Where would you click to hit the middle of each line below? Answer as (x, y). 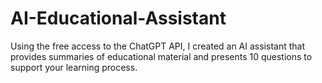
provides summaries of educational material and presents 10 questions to (161, 56)
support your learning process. (74, 67)
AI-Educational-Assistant (118, 18)
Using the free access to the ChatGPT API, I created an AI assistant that (157, 46)
